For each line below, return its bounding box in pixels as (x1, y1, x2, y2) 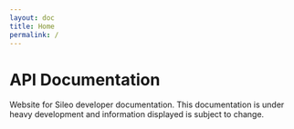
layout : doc (9, 13, 55, 23)
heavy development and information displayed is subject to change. (9, 109, 265, 120)
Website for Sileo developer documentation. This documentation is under (9, 99, 285, 110)
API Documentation (9, 69, 161, 90)
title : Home (9, 22, 55, 31)
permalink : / (9, 30, 59, 39)
